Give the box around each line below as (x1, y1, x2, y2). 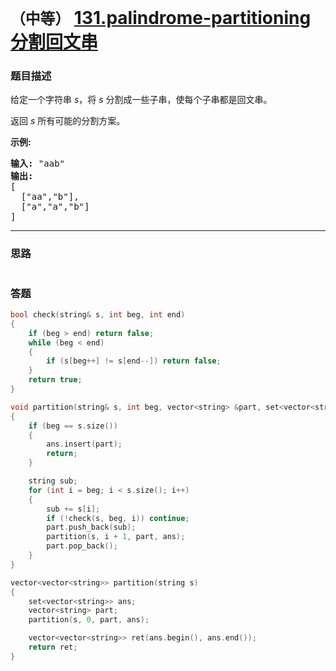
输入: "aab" (10, 158, 66, 170)
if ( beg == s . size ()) (28, 421, 118, 431)
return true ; (28, 375, 83, 385)
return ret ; (28, 642, 78, 653)
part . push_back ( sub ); (46, 522, 137, 533)
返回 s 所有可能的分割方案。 (10, 115, 126, 127)
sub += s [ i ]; (46, 504, 101, 514)
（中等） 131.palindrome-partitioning (10, 7, 312, 30)
